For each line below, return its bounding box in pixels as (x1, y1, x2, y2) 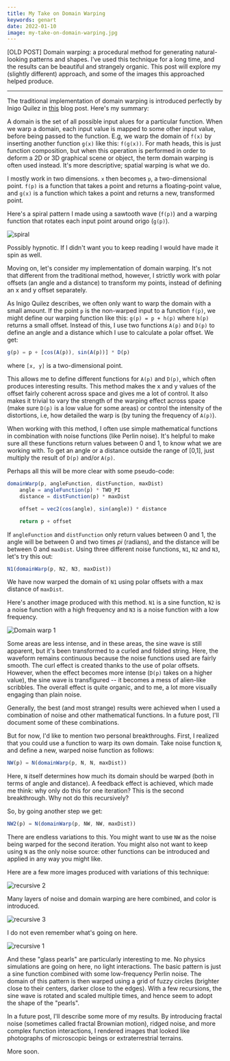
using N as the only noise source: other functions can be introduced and (7, 848, 210, 856)
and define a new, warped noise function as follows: (7, 746, 154, 755)
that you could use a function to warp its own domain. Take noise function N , (7, 739, 222, 747)
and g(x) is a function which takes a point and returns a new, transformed (7, 189, 215, 198)
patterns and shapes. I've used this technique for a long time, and (29, 56, 215, 64)
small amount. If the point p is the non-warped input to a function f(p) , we (7, 307, 216, 315)
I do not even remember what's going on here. (7, 929, 138, 937)
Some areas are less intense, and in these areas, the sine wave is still (7, 640, 202, 648)
